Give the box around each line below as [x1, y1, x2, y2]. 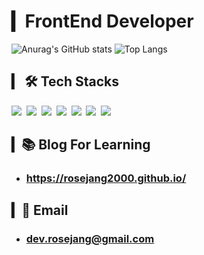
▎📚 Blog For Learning [11, 136, 151, 154]
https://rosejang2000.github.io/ [25, 171, 187, 185]
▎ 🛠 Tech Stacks [11, 73, 120, 90]
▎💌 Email [11, 202, 69, 219]
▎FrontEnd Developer [11, 10, 194, 33]
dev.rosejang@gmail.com [25, 232, 155, 246]
